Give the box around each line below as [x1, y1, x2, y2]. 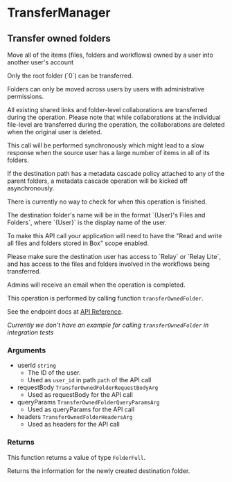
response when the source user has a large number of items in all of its [7, 149, 210, 157]
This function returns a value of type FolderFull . [7, 453, 146, 461]
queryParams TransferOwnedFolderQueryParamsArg [17, 398, 161, 407]
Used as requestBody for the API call [27, 391, 133, 399]
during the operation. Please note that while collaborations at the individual [7, 113, 221, 121]
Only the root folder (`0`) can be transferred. [7, 71, 134, 80]
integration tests [7, 328, 54, 337]
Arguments [7, 345, 46, 355]
